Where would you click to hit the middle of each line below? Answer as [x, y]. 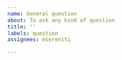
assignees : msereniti [39, 40]
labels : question [33, 33]
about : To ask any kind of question [61, 20]
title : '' [22, 27]
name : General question [42, 14]
